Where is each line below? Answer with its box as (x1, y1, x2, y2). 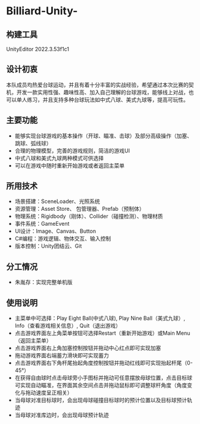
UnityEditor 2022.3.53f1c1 (6, 46, 70, 52)
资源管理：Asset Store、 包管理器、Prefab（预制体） (14, 205, 145, 213)
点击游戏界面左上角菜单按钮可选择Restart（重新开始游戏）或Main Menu (14, 329, 190, 337)
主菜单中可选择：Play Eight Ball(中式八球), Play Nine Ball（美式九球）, (14, 314, 186, 322)
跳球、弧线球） (14, 139, 52, 146)
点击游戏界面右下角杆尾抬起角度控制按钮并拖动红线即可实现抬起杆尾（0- (14, 359, 193, 367)
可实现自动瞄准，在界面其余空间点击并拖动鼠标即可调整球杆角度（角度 (14, 382, 187, 389)
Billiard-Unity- (6, 4, 78, 18)
